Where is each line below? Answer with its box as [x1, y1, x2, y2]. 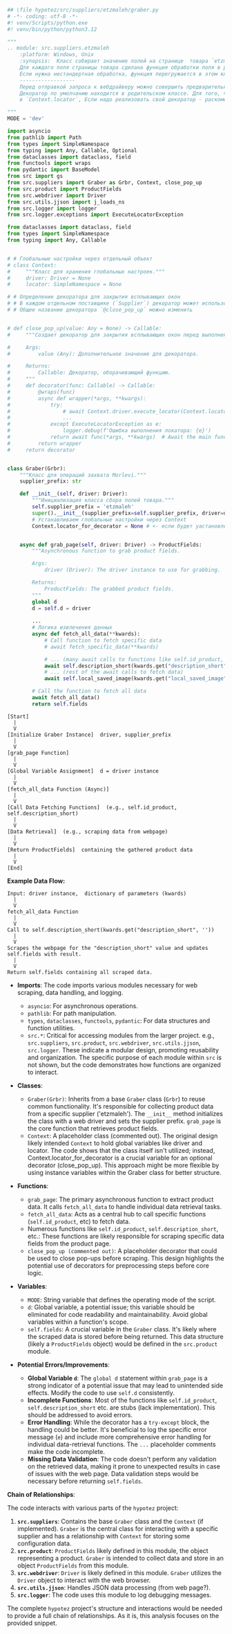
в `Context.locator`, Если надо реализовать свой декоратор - [19, 96, 202, 103]
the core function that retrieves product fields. [27, 1124, 159, 1132]
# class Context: [7, 262, 57, 269]
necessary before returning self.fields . [27, 1477, 143, 1485]
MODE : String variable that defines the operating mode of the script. [27, 1295, 216, 1304]
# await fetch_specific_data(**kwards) [43, 643, 159, 650]
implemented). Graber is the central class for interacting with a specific [17, 1524, 219, 1533]
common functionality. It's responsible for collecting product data [27, 1102, 214, 1111]
